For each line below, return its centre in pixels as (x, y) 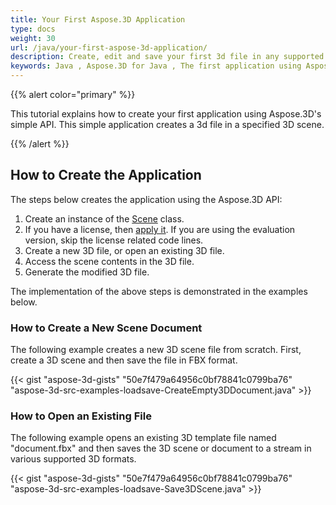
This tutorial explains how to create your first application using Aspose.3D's (166, 114)
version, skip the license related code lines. (114, 240)
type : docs (33, 29)
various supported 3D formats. (73, 459)
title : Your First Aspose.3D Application (98, 19)
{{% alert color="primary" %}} (73, 94)
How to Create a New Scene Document (106, 328)
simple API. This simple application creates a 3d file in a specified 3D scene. (167, 124)
